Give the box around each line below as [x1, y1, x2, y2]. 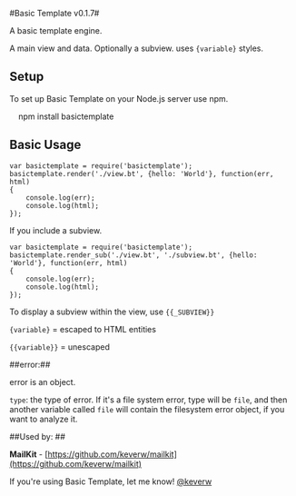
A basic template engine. [9, 25, 103, 35]
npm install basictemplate [17, 111, 114, 122]
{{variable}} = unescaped [9, 341, 111, 352]
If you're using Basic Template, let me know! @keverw [9, 476, 212, 487]
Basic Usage [9, 137, 82, 153]
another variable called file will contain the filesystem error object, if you [9, 403, 285, 414]
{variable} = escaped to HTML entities [9, 323, 157, 334]
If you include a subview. [9, 224, 103, 235]
